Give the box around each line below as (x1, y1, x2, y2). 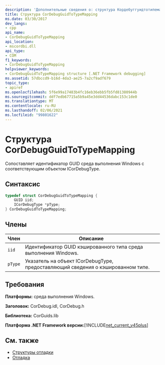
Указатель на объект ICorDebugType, (25, 257, 114, 264)
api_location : (5, 39, 34, 44)
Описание (79, 235, 104, 242)
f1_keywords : (5, 58, 32, 63)
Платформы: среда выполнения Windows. (5, 294, 95, 299)
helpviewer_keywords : (5, 67, 50, 72)
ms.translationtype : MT (5, 99, 54, 104)
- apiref (5, 85, 23, 90)
